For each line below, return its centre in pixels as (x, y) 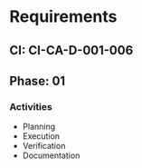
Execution (41, 136)
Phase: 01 (38, 80)
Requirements (63, 17)
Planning (39, 127)
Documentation (51, 155)
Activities (31, 106)
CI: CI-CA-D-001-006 (71, 50)
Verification (44, 146)
